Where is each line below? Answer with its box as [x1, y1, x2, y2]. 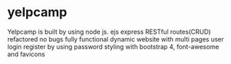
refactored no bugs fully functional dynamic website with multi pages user [7, 34, 225, 43]
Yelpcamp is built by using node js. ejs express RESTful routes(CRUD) [7, 27, 211, 36]
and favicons [7, 50, 45, 58]
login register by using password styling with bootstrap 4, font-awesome [7, 42, 220, 51]
